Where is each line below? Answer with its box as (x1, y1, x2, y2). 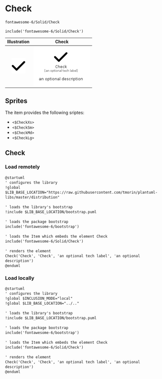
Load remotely (5, 163, 40, 170)
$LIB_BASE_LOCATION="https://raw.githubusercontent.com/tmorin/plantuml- (5, 190, 158, 195)
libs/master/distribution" (5, 195, 60, 200)
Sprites (5, 96, 28, 105)
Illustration (7, 39, 30, 45)
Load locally (5, 274, 35, 281)
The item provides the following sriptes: (5, 110, 85, 115)
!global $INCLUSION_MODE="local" (5, 296, 73, 301)
